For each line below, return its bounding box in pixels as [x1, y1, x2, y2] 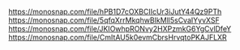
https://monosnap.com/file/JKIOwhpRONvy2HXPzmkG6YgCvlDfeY [8, 24, 232, 33]
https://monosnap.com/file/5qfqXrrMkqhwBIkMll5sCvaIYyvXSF [8, 15, 221, 25]
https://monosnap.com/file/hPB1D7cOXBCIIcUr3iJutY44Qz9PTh [8, 7, 222, 16]
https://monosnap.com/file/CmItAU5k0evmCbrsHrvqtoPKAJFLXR [8, 32, 227, 42]
